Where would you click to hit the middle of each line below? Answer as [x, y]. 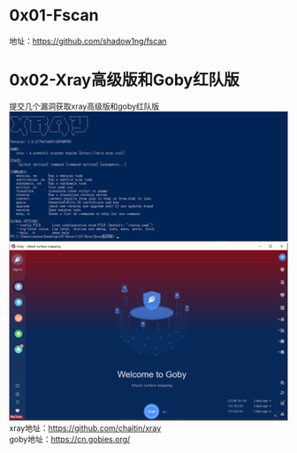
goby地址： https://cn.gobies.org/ [70, 440]
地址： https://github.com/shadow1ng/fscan [88, 41]
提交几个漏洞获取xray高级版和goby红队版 [84, 106]
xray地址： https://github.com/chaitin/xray [85, 428]
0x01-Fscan [54, 15]
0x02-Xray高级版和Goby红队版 [125, 80]
